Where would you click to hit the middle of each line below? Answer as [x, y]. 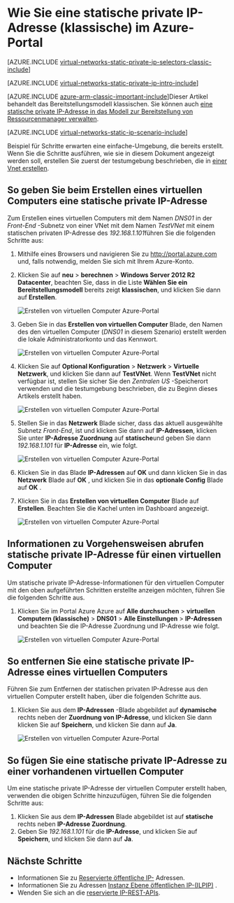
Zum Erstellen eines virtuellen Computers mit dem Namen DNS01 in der [110, 218]
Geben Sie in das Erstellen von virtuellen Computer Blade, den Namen [120, 324]
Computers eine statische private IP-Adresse [108, 201]
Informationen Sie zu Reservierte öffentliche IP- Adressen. [101, 878]
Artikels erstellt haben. [50, 396]
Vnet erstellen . [28, 168]
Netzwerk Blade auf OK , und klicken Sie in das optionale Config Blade [120, 480]
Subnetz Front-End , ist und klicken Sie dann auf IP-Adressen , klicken [117, 430]
